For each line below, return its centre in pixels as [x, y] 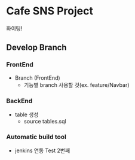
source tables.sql [45, 121]
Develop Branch [36, 48]
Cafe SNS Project [50, 11]
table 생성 [27, 114]
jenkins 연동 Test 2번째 [42, 150]
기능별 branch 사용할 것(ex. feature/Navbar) [76, 84]
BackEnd [19, 101]
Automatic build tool [36, 137]
